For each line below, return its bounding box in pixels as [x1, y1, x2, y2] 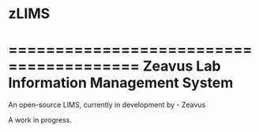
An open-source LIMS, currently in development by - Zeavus [8, 100, 206, 110]
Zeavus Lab [142, 57, 221, 75]
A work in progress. [8, 115, 73, 125]
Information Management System [8, 74, 234, 92]
